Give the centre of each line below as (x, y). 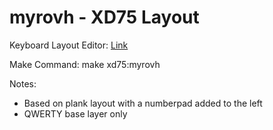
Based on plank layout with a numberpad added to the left (143, 103)
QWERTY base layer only (75, 113)
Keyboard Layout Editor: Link (69, 45)
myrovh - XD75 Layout (104, 17)
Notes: (23, 83)
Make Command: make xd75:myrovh (85, 64)
